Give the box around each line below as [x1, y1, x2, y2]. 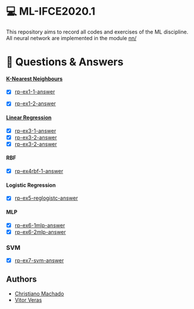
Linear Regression [6, 114, 52, 121]
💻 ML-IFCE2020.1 [6, 5, 96, 18]
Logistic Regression [6, 181, 56, 188]
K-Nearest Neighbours [6, 75, 63, 82]
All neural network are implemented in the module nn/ [6, 34, 137, 41]
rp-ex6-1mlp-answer [14, 222, 65, 229]
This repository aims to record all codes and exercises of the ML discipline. [6, 28, 189, 35]
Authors [6, 274, 37, 284]
